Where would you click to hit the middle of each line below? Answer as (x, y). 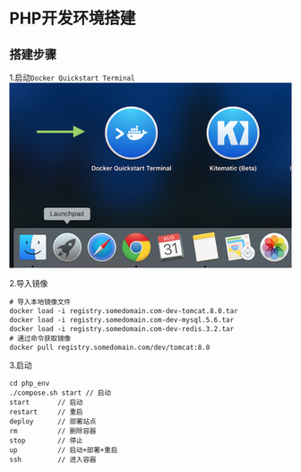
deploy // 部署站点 (53, 422)
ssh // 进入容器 (53, 460)
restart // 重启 (46, 412)
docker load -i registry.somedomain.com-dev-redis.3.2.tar (122, 329)
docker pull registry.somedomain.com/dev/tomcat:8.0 (110, 348)
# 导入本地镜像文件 (40, 302)
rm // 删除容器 (53, 432)
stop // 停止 (46, 441)
